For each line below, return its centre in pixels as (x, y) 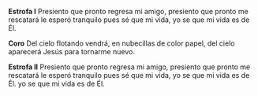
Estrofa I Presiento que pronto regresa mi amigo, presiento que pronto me (128, 11)
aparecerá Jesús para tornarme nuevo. (72, 52)
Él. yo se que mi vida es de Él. (56, 83)
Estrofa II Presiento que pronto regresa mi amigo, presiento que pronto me (129, 67)
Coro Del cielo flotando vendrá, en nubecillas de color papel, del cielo (122, 43)
